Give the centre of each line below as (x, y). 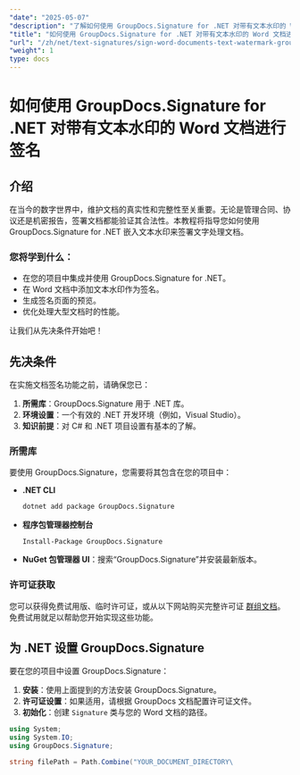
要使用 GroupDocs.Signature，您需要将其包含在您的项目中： (121, 472)
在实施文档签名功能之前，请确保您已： (79, 385)
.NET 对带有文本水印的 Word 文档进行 (148, 128)
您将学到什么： (42, 257)
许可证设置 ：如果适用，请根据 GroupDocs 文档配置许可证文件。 (139, 701)
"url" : (21, 42)
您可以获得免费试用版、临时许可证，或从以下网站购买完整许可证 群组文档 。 (147, 606)
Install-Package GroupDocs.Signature (92, 542)
